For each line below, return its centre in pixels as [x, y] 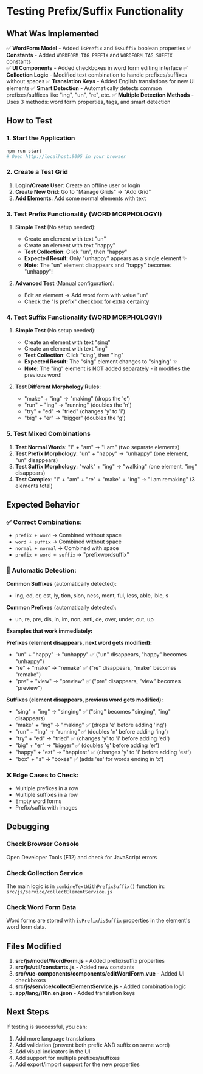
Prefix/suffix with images [46, 807]
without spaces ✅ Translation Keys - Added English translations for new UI [101, 81]
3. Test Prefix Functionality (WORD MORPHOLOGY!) [84, 214]
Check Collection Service [45, 873]
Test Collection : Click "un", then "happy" [76, 252]
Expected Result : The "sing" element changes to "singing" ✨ [101, 362]
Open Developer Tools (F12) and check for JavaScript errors [82, 857]
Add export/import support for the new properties [77, 1064]
